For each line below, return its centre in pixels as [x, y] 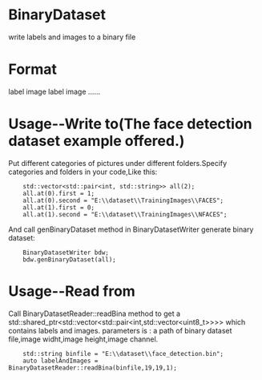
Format [33, 69]
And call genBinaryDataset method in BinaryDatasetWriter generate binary [131, 229]
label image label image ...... [54, 91]
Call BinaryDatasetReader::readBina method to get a [95, 313]
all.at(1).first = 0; [58, 207]
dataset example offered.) [97, 141]
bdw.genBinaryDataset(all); [69, 259]
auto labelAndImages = [60, 361]
